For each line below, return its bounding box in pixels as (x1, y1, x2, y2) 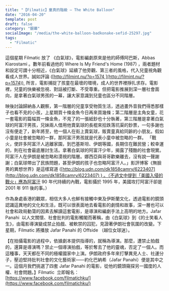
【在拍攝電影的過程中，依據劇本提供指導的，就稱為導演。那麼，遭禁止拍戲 (5, 238, 159, 244)
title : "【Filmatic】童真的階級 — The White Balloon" (5, 7, 115, 13)
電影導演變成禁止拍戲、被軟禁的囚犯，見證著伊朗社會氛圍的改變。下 (20, 221, 162, 227)
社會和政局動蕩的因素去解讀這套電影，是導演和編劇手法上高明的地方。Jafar (5, 208, 161, 214)
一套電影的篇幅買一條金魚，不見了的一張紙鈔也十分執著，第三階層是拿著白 (5, 115, 159, 121)
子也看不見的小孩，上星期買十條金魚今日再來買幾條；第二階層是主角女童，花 (5, 109, 164, 115)
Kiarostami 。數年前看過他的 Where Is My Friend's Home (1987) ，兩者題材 (5, 61, 160, 67)
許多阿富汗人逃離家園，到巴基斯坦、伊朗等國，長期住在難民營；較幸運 (18, 140, 164, 147)
